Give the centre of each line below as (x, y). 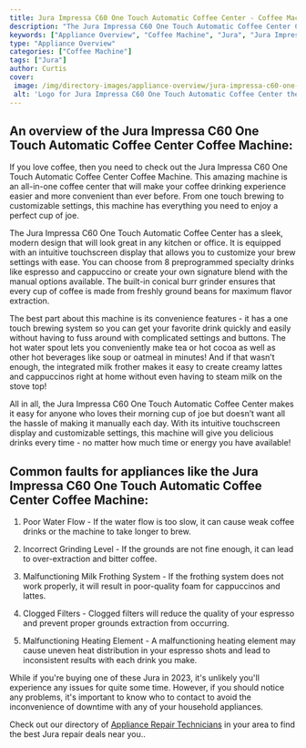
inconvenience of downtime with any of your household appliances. (137, 707)
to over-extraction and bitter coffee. (90, 559)
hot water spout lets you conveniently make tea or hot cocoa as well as (143, 348)
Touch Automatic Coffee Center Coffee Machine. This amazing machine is (149, 177)
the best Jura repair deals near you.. (77, 734)
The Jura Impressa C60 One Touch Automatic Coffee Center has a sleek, (147, 233)
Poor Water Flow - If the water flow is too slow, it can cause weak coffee (158, 522)
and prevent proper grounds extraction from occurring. (126, 623)
